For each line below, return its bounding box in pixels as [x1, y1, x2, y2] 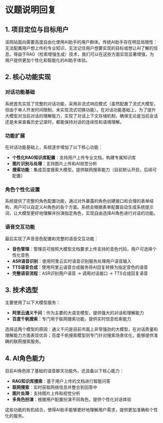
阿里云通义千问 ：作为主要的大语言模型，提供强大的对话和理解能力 [12, 310, 144, 316]
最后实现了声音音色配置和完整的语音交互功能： [5, 235, 98, 241]
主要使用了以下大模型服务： [5, 300, 61, 305]
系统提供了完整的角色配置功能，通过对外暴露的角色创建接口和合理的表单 [5, 198, 149, 204]
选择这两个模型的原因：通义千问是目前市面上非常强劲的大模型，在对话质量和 [5, 326, 158, 332]
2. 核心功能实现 [5, 73, 51, 81]
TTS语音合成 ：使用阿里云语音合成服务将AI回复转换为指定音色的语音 [12, 264, 148, 270]
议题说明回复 [5, 4, 57, 16]
